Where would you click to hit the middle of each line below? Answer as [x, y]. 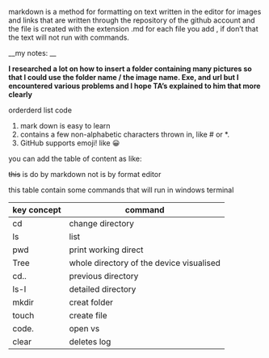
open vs [84, 329]
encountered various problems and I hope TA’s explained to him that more [134, 86]
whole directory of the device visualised [145, 263]
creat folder [91, 302]
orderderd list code [40, 110]
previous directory [104, 276]
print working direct [106, 250]
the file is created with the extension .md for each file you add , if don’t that [133, 29]
